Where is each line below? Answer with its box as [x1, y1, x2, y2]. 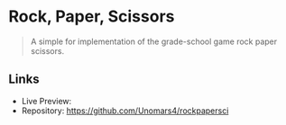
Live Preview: [21, 95, 72, 106]
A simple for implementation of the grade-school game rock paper [30, 36, 278, 47]
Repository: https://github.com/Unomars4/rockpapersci [21, 105, 229, 116]
